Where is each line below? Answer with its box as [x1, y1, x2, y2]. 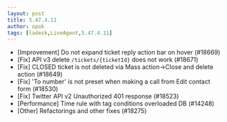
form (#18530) [17, 85, 59, 93]
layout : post [7, 10, 45, 17]
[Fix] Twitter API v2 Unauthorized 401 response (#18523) [17, 92, 179, 101]
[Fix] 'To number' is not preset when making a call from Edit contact [17, 77, 210, 86]
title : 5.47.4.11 [7, 17, 57, 23]
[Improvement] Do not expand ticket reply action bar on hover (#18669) [17, 48, 221, 57]
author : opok [7, 23, 45, 30]
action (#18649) [17, 70, 63, 79]
